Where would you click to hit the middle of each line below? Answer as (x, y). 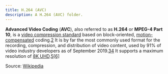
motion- (145, 34)
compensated (20, 40)
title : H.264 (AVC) (26, 10)
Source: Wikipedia (24, 66)
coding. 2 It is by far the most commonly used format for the (98, 40)
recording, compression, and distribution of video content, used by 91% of (83, 45)
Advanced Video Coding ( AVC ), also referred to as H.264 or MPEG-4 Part (84, 29)
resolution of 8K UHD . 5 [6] (33, 56)
